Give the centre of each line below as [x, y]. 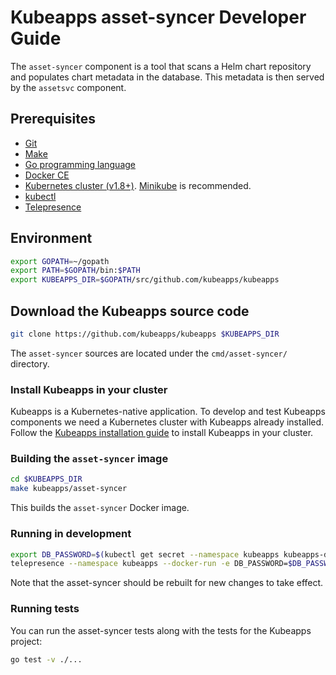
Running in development [71, 534]
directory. [30, 363]
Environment [51, 238]
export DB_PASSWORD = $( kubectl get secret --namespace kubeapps [145, 554]
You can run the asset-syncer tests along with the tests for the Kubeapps [161, 630]
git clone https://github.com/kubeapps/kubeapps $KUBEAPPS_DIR [145, 334]
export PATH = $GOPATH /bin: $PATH [75, 271]
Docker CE [47, 175]
